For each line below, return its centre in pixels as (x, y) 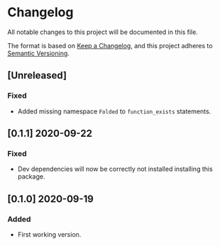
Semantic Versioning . (38, 53)
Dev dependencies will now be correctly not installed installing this (115, 169)
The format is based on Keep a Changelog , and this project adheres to (110, 45)
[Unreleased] (37, 76)
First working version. (49, 234)
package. (31, 177)
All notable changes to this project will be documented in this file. (103, 32)
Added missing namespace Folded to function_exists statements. (114, 111)
